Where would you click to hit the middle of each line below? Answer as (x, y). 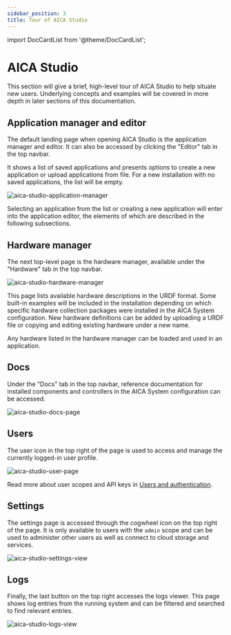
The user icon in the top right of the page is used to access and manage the (115, 450)
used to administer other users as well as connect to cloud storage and (108, 537)
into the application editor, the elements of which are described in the (106, 216)
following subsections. (39, 223)
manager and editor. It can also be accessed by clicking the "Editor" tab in (112, 147)
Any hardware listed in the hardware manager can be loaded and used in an (115, 339)
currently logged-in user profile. (53, 457)
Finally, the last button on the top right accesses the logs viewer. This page (113, 596)
